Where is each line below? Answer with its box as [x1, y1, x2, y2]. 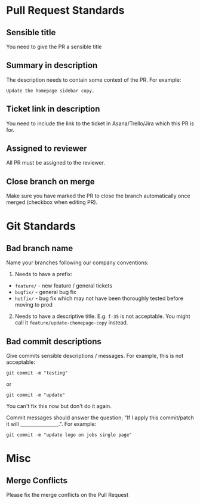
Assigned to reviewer [6, 144, 88, 154]
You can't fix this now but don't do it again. [6, 403, 112, 410]
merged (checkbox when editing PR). [6, 199, 98, 206]
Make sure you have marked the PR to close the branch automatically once [6, 192, 190, 200]
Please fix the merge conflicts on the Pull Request [6, 491, 129, 499]
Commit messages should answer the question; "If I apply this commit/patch [6, 414, 194, 421]
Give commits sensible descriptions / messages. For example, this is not [6, 353, 184, 360]
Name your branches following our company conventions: [6, 259, 149, 266]
